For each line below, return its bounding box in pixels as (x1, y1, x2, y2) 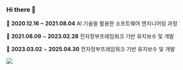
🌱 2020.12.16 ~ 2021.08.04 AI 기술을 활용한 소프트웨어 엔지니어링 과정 (6, 20, 178, 27)
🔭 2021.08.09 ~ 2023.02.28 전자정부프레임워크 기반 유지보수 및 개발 (6, 33, 174, 40)
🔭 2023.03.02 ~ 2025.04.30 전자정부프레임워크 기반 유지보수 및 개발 (6, 45, 175, 53)
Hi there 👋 (6, 5, 36, 14)
